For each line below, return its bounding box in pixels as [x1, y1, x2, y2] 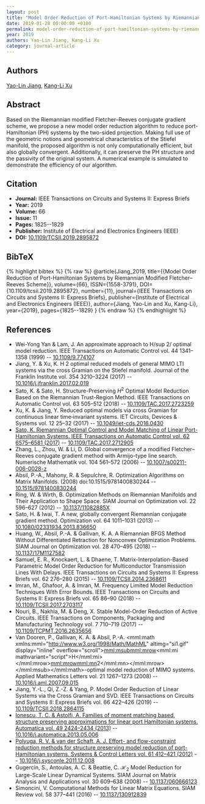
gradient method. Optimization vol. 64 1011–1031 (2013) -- [15, 516, 160, 524]
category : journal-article [6, 43, 75, 49]
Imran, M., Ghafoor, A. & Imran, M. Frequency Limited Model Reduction [15, 581, 193, 589]
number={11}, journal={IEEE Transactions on [81, 288, 192, 295]
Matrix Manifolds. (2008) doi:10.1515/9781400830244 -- [15, 477, 156, 485]
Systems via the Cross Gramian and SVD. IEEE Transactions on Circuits [15, 692, 194, 699]
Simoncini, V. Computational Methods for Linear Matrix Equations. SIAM [15, 784, 196, 792]
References [6, 324, 51, 335]
